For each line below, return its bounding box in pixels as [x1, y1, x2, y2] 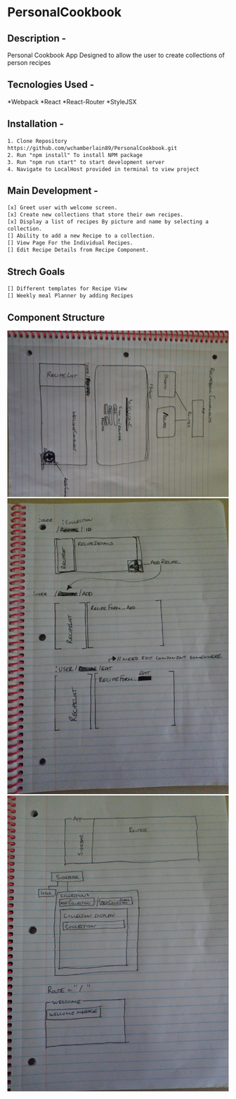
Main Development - [7, 185, 98, 197]
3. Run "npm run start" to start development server [7, 159, 165, 166]
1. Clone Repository [7, 137, 68, 144]
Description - [7, 32, 67, 44]
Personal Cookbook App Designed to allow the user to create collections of [7, 51, 225, 59]
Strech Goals [7, 266, 65, 278]
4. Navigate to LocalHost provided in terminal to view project [7, 166, 199, 173]
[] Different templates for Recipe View [7, 285, 128, 292]
